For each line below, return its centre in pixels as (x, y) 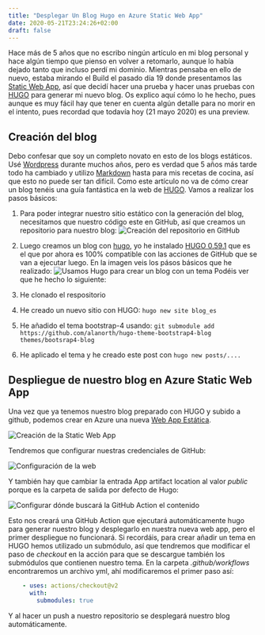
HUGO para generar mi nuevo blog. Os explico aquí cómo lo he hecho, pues (132, 95)
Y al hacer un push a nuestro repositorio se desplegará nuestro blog (119, 615)
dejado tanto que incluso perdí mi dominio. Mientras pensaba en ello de (125, 70)
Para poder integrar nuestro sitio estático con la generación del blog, (132, 214)
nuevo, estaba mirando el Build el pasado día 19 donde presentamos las (125, 78)
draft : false (30, 30)
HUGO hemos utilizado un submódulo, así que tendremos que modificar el (129, 546)
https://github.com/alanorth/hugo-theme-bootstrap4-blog (115, 333)
